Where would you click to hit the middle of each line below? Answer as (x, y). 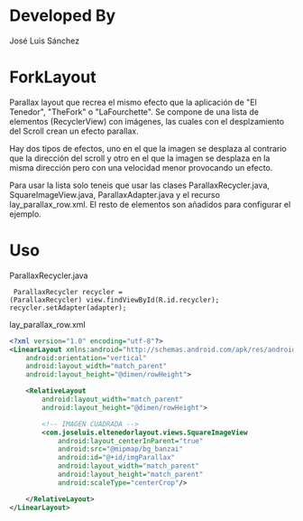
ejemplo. (26, 214)
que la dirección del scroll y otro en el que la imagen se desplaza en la (140, 158)
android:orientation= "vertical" (86, 358)
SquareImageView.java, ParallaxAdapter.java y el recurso (115, 194)
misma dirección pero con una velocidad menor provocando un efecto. (141, 167)
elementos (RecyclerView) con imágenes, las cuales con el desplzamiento (147, 121)
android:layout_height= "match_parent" (130, 475)
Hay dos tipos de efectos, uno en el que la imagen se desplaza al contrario (148, 148)
